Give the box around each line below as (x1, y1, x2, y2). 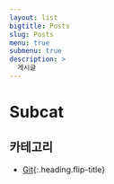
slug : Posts (9, 30, 54, 39)
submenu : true (9, 47, 63, 56)
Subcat (9, 102, 65, 122)
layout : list (9, 13, 58, 22)
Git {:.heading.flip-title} (22, 163, 106, 175)
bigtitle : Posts (9, 22, 70, 31)
